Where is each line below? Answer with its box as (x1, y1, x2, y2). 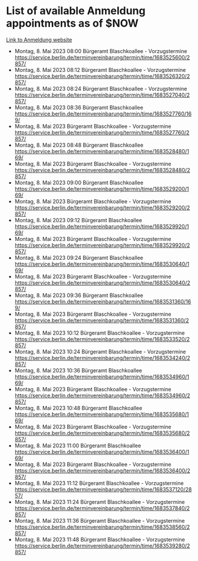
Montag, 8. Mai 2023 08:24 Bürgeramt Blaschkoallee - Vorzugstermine (14, 85, 187, 92)
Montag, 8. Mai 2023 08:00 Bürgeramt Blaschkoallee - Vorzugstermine (14, 47, 187, 54)
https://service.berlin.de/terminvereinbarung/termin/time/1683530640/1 (14, 260, 190, 268)
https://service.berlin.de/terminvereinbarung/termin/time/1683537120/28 (14, 486, 192, 493)
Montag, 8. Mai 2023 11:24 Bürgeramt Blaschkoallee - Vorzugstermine (14, 498, 185, 505)
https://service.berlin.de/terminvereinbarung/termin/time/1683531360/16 (14, 298, 192, 305)
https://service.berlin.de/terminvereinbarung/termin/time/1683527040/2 (14, 91, 190, 98)
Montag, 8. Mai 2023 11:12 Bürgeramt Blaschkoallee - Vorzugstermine (14, 479, 184, 487)
